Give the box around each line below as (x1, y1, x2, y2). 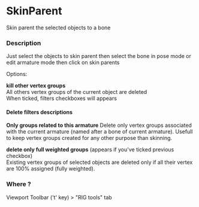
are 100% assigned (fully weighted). (6, 165, 95, 172)
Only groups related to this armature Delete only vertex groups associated (6, 121, 192, 129)
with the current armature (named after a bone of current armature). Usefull (6, 128, 193, 135)
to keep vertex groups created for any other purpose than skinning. (6, 135, 173, 142)
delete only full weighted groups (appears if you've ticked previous (6, 146, 174, 153)
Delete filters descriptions (6, 108, 73, 115)
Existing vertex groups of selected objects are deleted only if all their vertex (6, 159, 193, 166)
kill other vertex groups (6, 82, 66, 89)
